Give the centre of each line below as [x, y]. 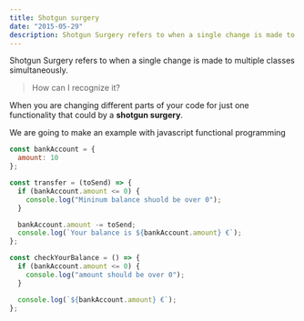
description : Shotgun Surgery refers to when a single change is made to [152, 35]
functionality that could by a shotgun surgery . [96, 115]
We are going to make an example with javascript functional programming [148, 133]
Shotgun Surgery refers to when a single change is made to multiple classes [152, 61]
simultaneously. [39, 70]
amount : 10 [38, 158]
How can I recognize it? [76, 88]
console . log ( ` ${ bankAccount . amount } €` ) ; [97, 300]
